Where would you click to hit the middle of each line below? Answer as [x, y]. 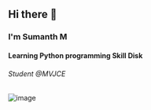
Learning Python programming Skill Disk [75, 55]
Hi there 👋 [33, 15]
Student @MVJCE [37, 73]
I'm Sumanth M [38, 37]
